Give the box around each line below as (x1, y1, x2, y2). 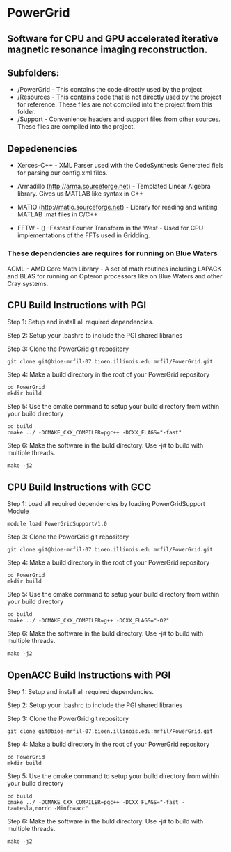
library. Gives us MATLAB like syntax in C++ (17, 189, 144, 198)
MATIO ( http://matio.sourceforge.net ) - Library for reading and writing (17, 203, 218, 212)
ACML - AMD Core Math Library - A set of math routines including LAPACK (7, 265, 222, 273)
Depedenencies (7, 143, 78, 155)
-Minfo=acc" (54, 805, 89, 812)
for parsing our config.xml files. (17, 168, 108, 177)
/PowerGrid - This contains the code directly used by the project (17, 86, 202, 94)
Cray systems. (7, 279, 49, 287)
